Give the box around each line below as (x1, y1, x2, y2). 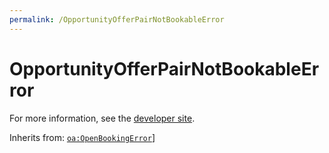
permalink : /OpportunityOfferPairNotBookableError (9, 14, 225, 25)
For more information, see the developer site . (9, 112, 196, 124)
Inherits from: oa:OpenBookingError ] (9, 131, 156, 143)
